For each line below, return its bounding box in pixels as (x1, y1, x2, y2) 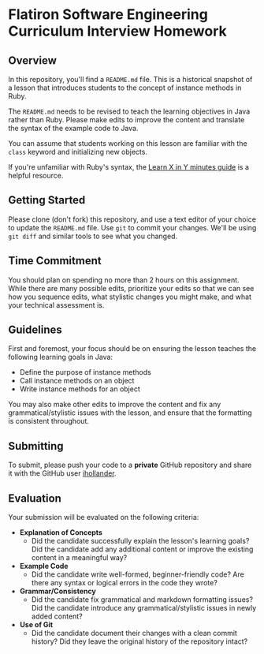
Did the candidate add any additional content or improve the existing (31, 544, 254, 554)
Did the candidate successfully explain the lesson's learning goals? (31, 536, 250, 546)
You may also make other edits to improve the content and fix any (8, 400, 221, 409)
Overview (8, 54, 58, 67)
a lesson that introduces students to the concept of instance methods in (8, 83, 242, 92)
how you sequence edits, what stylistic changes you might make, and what (8, 292, 252, 301)
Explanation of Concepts (19, 528, 102, 537)
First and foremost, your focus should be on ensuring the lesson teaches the (8, 344, 257, 353)
